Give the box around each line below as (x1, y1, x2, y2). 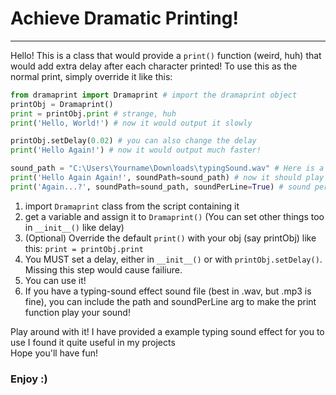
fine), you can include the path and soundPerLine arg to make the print (24, 295, 317, 307)
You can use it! (24, 274, 87, 286)
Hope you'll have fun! (10, 347, 99, 359)
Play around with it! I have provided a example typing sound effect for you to (10, 325, 325, 337)
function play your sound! (24, 306, 131, 318)
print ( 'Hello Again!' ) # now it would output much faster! (10, 145, 262, 156)
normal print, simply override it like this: (10, 70, 173, 82)
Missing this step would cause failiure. (24, 263, 183, 276)
